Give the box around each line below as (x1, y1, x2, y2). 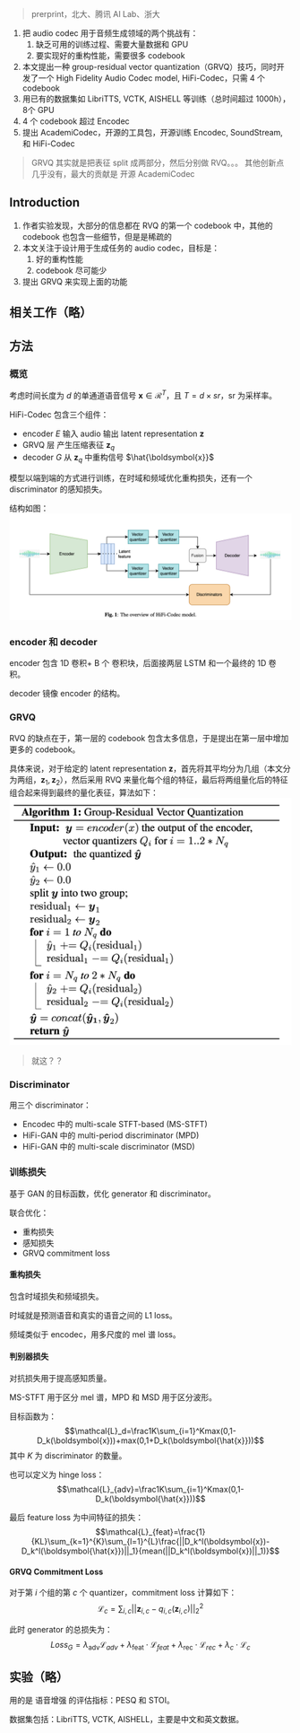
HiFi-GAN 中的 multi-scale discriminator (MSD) (21, 1142, 195, 1152)
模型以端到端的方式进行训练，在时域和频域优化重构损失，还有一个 (9, 473, 253, 484)
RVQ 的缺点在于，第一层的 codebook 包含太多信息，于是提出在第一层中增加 (9, 732, 289, 743)
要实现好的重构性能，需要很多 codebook (35, 50, 185, 61)
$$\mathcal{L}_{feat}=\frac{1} (95, 1527, 206, 1537)
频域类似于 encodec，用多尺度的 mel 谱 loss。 (9, 1328, 181, 1340)
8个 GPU (21, 105, 56, 115)
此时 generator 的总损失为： (9, 1624, 114, 1634)
